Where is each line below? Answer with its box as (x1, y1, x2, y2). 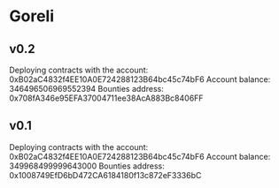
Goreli (9, 6, 55, 26)
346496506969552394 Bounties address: (9, 84, 164, 94)
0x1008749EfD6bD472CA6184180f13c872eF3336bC (9, 169, 202, 180)
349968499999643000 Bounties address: (9, 161, 166, 171)
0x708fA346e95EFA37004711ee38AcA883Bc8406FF (9, 93, 204, 103)
